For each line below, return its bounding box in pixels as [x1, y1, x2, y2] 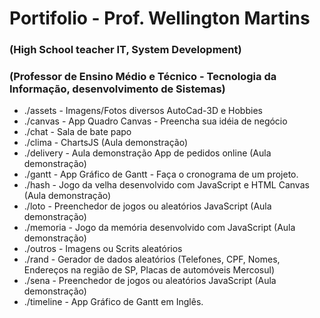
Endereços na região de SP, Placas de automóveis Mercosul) [23, 264, 276, 276]
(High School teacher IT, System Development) [9, 43, 242, 57]
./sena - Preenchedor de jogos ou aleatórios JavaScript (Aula [23, 275, 277, 287]
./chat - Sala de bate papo [23, 126, 132, 138]
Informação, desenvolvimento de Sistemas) [9, 82, 226, 96]
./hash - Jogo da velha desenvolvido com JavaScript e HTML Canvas [23, 179, 310, 191]
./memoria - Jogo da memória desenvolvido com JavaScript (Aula [23, 222, 296, 234]
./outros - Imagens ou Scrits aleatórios [23, 243, 183, 255]
